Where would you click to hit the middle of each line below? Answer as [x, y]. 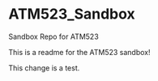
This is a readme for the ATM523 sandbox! [80, 52]
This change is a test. [44, 68]
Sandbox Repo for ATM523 [53, 36]
